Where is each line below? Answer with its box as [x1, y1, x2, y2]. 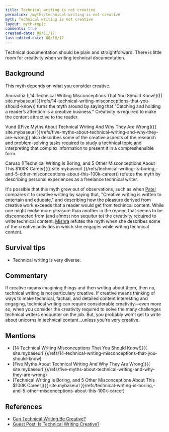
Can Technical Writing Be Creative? [12, 415, 86, 421]
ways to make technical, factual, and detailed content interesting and [5, 295, 148, 301]
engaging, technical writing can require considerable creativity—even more [5, 301, 161, 307]
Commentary [5, 271, 48, 280]
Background [5, 69, 44, 78]
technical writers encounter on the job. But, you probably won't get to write [5, 312, 161, 318]
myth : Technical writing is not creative [5, 17, 94, 22]
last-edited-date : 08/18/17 [5, 36, 64, 41]
